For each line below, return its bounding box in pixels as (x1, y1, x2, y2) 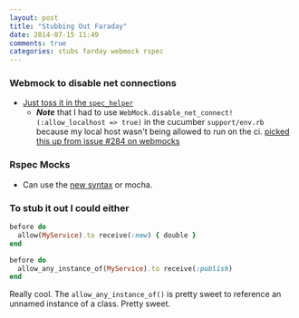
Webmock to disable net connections (9, 77, 177, 90)
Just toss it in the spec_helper (22, 97, 134, 109)
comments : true (9, 38, 67, 48)
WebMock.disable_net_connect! (119, 109, 234, 118)
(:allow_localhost (35, 119, 106, 128)
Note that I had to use (35, 107, 118, 118)
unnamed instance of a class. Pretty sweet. (9, 298, 170, 309)
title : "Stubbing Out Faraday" (9, 22, 128, 31)
